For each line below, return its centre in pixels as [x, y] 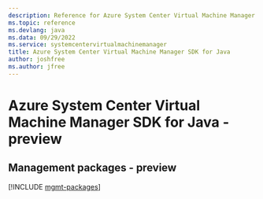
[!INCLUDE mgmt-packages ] [54, 186]
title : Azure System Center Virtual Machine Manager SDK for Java [119, 52]
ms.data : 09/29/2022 [42, 37]
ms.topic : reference [42, 23]
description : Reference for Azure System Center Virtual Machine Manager [132, 15]
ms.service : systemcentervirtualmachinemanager [88, 45]
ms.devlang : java [37, 30]
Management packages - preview [93, 168]
